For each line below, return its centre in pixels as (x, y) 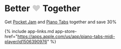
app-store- (66, 31)
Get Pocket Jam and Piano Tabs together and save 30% (61, 22)
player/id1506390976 (26, 41)
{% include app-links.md (29, 31)
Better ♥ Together (43, 8)
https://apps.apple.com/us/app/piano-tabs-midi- (66, 36)
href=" (11, 36)
